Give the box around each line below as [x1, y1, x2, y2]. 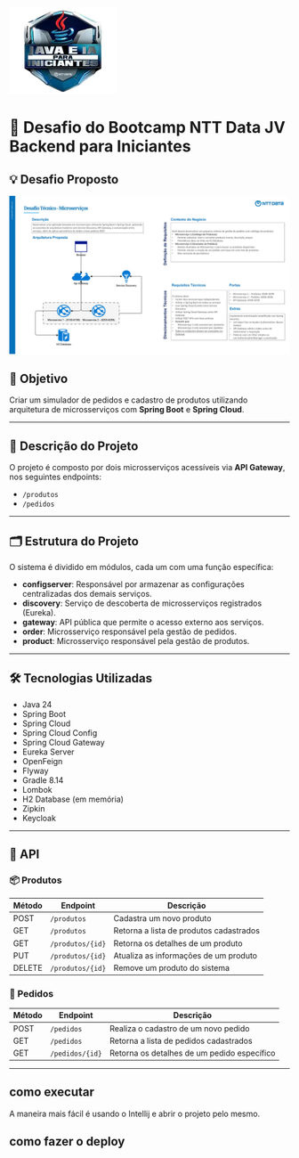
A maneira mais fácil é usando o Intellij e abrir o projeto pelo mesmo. [9, 1108, 261, 1119]
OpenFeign [21, 755, 63, 766]
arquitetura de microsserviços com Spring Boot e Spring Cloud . [9, 404, 245, 415]
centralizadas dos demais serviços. [21, 588, 153, 599]
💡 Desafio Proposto [9, 172, 119, 187]
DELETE [12, 963, 43, 974]
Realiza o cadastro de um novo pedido [109, 1023, 250, 1033]
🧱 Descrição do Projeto [9, 438, 139, 453]
